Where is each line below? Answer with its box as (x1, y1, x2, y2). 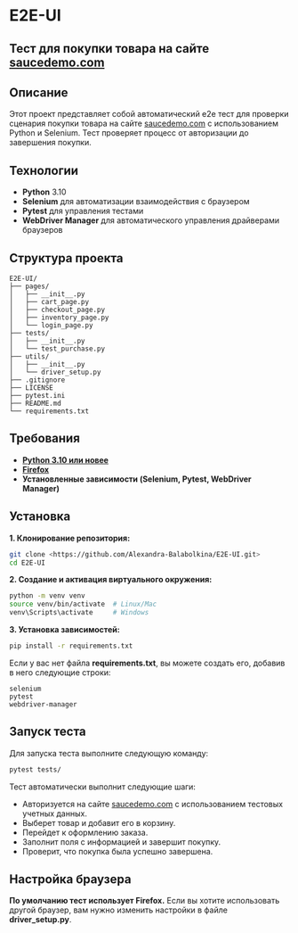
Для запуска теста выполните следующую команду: (9, 747, 209, 758)
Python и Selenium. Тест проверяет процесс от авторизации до (9, 128, 249, 138)
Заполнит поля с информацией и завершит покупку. (21, 836, 221, 847)
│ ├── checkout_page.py (9, 305, 105, 315)
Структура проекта (9, 251, 124, 266)
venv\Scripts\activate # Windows (9, 608, 149, 617)
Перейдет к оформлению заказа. (21, 827, 149, 838)
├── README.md (9, 399, 62, 409)
